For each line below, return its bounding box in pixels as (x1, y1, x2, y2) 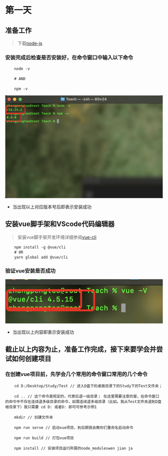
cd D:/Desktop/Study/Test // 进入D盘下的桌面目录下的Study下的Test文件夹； (14, 383, 162, 388)
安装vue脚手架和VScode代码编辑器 (5, 220, 115, 229)
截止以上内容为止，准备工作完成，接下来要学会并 (5, 345, 156, 354)
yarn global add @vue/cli (14, 255, 68, 260)
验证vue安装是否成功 (5, 267, 56, 274)
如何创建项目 (11, 354, 51, 363)
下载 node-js (17, 41, 42, 46)
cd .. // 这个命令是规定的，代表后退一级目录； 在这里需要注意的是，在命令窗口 (14, 394, 159, 399)
